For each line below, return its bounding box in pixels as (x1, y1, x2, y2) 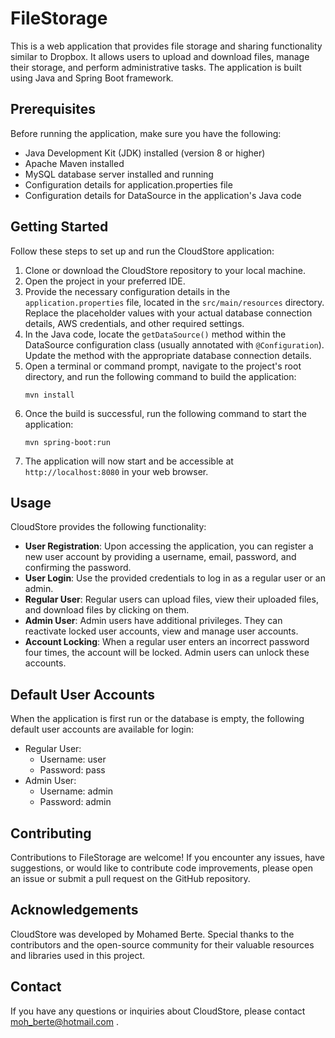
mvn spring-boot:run (24, 437, 111, 447)
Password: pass (39, 764, 106, 776)
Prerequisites (10, 101, 96, 118)
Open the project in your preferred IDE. (24, 275, 186, 287)
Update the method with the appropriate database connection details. (24, 349, 312, 361)
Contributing (10, 825, 92, 842)
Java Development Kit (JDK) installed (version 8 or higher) (24, 147, 266, 159)
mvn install (24, 390, 75, 400)
